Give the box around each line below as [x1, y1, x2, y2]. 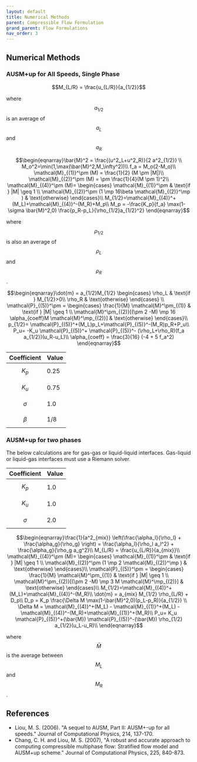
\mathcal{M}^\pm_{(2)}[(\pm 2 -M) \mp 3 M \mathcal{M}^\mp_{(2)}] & [14, 578, 184, 585]
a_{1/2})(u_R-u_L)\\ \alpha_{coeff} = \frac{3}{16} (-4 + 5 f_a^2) [23, 333, 175, 340]
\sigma [8, 207, 25, 214]
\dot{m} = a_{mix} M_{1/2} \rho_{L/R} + [94, 590, 189, 597]
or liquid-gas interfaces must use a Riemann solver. [6, 456, 131, 463]
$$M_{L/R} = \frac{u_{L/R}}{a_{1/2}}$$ [52, 83, 146, 90]
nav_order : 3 [6, 31, 38, 37]
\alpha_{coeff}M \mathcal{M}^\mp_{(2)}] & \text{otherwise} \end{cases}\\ [9, 314, 188, 322]
